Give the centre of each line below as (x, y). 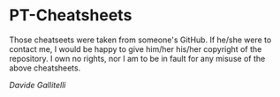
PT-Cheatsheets (71, 15)
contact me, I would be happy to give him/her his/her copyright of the (136, 48)
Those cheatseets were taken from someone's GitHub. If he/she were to (140, 40)
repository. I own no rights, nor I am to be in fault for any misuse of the (137, 58)
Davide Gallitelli (38, 85)
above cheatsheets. (45, 68)
